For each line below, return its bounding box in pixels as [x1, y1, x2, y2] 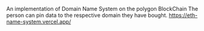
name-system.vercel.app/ [6, 18, 71, 25]
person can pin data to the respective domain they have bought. [6, 12, 168, 19]
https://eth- [169, 12, 198, 19]
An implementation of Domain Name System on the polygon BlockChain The [6, 5, 199, 12]
